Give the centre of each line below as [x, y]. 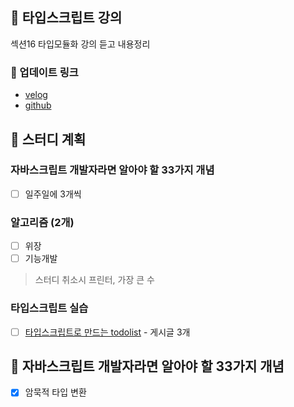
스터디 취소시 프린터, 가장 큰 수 [94, 280]
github [38, 105]
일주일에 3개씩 [53, 194]
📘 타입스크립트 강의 [66, 18]
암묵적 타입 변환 [55, 392]
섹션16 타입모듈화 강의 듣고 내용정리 [80, 44]
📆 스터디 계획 [48, 139]
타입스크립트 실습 [49, 308]
